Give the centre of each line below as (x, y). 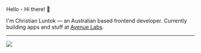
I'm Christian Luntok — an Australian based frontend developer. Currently (97, 21)
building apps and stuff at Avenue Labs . (55, 27)
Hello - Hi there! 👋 (28, 9)
